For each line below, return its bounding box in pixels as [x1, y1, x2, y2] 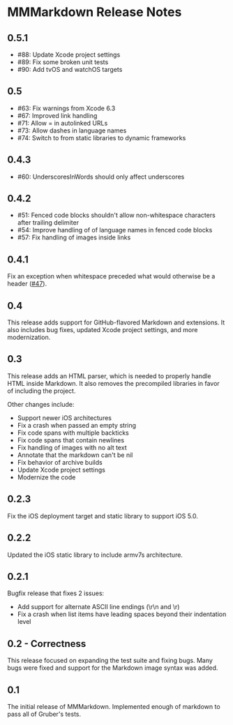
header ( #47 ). [7, 280, 47, 288]
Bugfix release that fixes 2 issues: [7, 589, 105, 597]
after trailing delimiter [17, 218, 79, 227]
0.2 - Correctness [7, 638, 87, 650]
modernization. [7, 333, 51, 342]
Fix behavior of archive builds [17, 458, 103, 466]
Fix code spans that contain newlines [17, 435, 124, 444]
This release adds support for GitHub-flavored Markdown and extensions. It [7, 318, 225, 327]
